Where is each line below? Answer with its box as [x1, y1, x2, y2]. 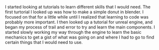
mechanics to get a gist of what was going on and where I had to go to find [5, 34, 155, 40]
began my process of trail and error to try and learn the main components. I [5, 24, 156, 30]
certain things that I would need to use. [5, 40, 83, 45]
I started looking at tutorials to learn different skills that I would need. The [5, 4, 151, 10]
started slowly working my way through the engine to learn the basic [5, 30, 142, 35]
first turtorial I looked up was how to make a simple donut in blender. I [5, 9, 144, 15]
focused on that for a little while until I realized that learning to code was [5, 14, 149, 20]
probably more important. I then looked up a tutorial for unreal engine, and [5, 19, 153, 25]
